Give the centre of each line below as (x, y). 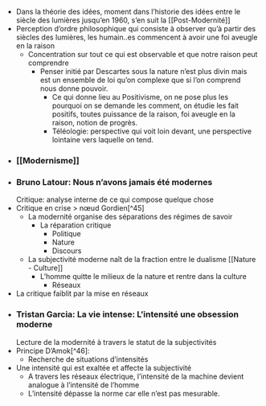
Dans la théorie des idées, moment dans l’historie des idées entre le (128, 12)
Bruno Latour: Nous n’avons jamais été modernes (114, 182)
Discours (67, 251)
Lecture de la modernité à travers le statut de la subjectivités (116, 342)
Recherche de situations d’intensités (88, 359)
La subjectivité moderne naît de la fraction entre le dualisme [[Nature (142, 260)
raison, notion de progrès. (95, 123)
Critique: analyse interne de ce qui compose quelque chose (115, 199)
